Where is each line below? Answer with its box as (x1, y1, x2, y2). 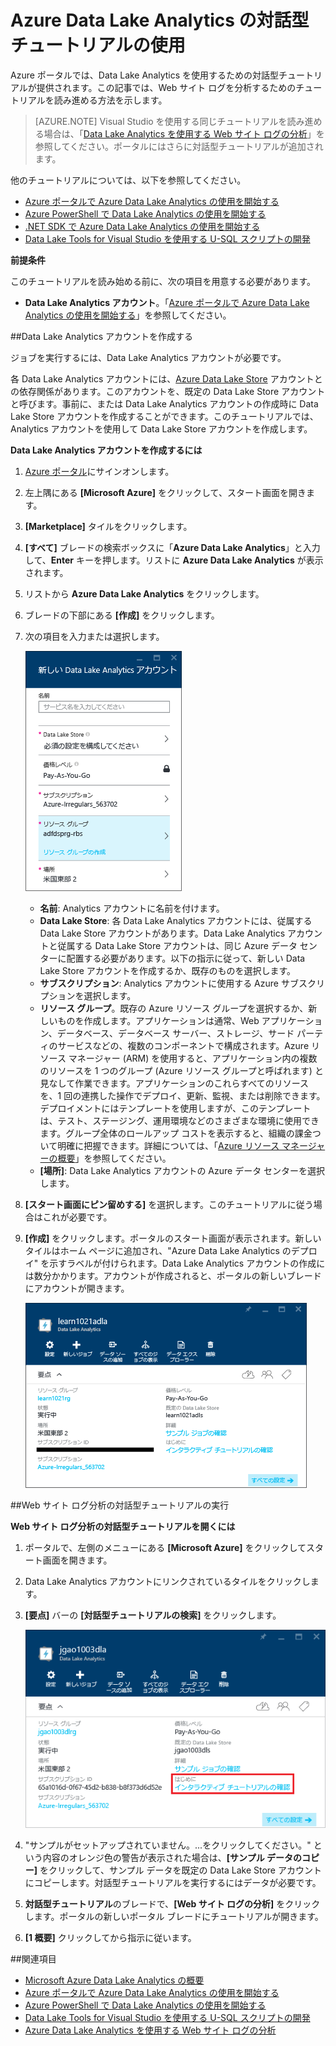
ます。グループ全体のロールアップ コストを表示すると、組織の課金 (39, 1127, 313, 1139)
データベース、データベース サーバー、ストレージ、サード (56, 1027, 295, 1039)
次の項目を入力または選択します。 (24, 630, 165, 642)
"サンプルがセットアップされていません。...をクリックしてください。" (24, 1839, 312, 1851)
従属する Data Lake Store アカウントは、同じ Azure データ (57, 939, 298, 951)
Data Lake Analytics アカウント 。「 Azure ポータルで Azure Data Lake (24, 296, 310, 308)
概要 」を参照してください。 (57, 1152, 172, 1164)
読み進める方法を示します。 (53, 94, 168, 106)
